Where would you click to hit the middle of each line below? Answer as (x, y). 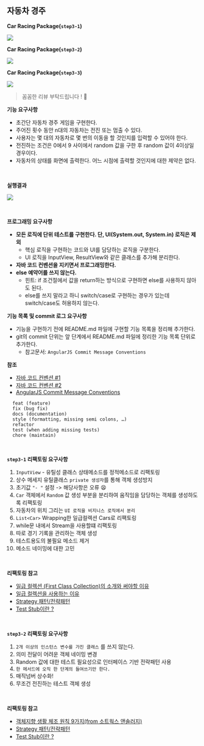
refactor (23, 425)
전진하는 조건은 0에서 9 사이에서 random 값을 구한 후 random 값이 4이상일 (105, 145)
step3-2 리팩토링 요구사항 (37, 633)
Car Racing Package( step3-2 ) (45, 49)
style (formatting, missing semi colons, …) (70, 419)
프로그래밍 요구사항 (30, 221)
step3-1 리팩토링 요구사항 (37, 459)
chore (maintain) (34, 435)
